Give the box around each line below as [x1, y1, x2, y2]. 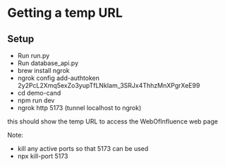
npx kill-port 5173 [17, 152, 68, 160]
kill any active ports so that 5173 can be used [17, 145, 149, 152]
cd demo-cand [17, 89, 61, 97]
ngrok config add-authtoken [17, 74, 100, 82]
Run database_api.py [17, 59, 79, 67]
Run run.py [17, 51, 50, 60]
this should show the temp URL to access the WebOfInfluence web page [7, 117, 219, 126]
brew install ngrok [17, 67, 70, 74]
